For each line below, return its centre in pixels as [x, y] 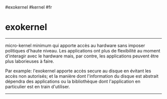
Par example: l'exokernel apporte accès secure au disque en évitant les [78, 71]
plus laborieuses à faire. [30, 61]
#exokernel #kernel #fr [29, 7]
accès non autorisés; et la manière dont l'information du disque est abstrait [82, 76]
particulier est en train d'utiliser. [38, 87]
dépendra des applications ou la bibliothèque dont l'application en [73, 81]
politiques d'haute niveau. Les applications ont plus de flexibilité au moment [83, 50]
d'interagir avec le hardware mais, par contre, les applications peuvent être [82, 56]
